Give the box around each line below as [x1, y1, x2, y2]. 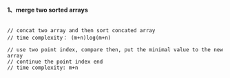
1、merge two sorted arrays [7, 5, 88, 14]
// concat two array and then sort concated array [7, 27, 156, 34]
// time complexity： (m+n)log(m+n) [7, 34, 112, 42]
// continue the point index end [7, 58, 103, 66]
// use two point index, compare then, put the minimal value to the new [7, 47, 224, 53]
